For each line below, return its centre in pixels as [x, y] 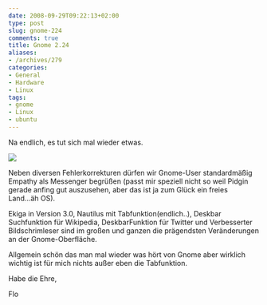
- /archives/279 [35, 61]
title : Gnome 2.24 [39, 46]
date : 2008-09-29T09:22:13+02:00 [64, 16]
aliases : [23, 53]
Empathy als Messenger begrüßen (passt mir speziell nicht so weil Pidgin [128, 181]
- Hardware [26, 82]
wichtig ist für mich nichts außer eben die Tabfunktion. [98, 263]
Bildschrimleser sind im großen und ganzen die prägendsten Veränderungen [134, 230]
